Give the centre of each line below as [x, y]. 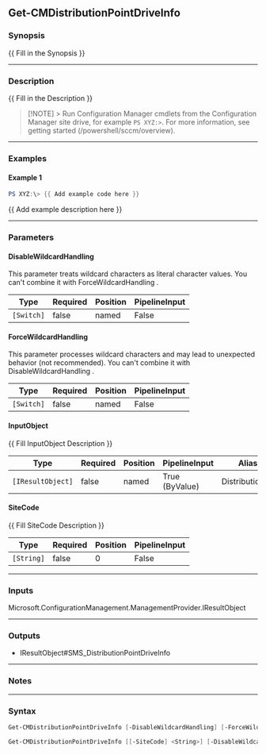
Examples [28, 158]
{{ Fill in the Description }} [51, 98]
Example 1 [25, 177]
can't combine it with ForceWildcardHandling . [84, 283]
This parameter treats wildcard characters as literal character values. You [128, 274]
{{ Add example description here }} [65, 209]
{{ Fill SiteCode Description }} [57, 525]
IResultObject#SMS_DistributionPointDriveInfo [95, 653]
